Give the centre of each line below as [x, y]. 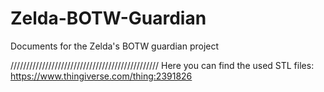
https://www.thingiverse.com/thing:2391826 [101, 76]
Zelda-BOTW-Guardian [108, 18]
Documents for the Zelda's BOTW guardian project [115, 46]
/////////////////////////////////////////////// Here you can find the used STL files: [162, 65]
